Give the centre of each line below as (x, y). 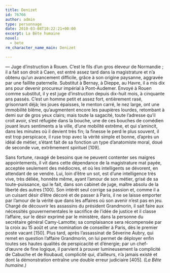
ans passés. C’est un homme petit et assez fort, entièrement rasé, (74, 99)
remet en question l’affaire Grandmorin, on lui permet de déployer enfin (80, 238)
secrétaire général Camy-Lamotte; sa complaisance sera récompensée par (83, 222)
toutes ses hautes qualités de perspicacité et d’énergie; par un (70, 244)
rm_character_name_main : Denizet (41, 48)
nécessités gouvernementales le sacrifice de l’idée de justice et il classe (81, 211)
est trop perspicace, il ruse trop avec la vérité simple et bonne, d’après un (82, 136)
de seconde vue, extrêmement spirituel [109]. (53, 147)
